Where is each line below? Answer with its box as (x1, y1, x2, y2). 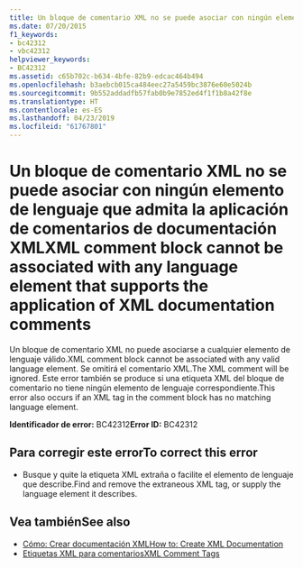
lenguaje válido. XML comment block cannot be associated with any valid (9, 353, 280, 364)
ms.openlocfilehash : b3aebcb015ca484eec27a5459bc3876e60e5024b (9, 80, 252, 89)
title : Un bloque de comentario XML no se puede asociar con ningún (9, 13, 272, 23)
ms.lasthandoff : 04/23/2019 (9, 114, 115, 123)
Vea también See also (9, 515, 131, 530)
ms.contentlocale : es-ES (9, 105, 103, 115)
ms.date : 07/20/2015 (9, 22, 87, 31)
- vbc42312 (9, 47, 50, 56)
